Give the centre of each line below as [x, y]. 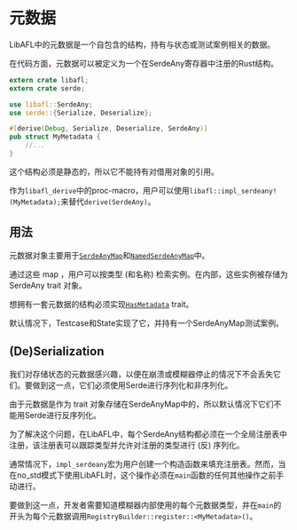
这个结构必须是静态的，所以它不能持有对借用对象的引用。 [114, 171]
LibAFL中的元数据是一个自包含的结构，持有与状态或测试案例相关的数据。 [142, 44]
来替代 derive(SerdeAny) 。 [108, 202]
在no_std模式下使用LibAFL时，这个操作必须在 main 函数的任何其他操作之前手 [147, 475]
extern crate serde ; [47, 88]
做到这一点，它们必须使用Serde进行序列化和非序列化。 [133, 385]
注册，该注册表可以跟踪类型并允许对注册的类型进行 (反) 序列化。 [127, 445]
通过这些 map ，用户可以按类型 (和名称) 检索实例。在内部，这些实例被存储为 [148, 274]
